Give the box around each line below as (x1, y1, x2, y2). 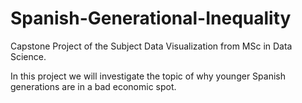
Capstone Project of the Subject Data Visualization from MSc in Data (10, 40, 293, 52)
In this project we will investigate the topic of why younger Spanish (10, 70, 286, 82)
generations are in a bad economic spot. (10, 80, 177, 92)
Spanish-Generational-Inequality (10, 7, 292, 30)
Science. (10, 50, 47, 62)
